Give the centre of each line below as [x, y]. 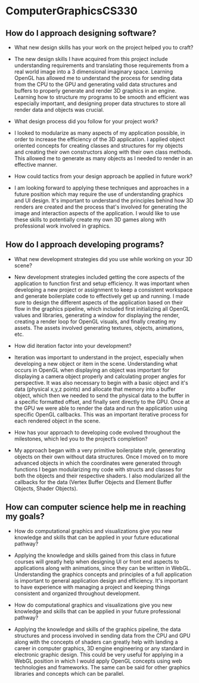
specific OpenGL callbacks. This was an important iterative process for [101, 414]
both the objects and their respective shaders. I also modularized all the [102, 476]
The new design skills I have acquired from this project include [91, 59]
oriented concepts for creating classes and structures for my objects [98, 146]
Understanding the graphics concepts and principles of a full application [103, 574]
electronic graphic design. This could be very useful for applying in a [99, 654]
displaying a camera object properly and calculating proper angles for [100, 376]
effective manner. [36, 165]
